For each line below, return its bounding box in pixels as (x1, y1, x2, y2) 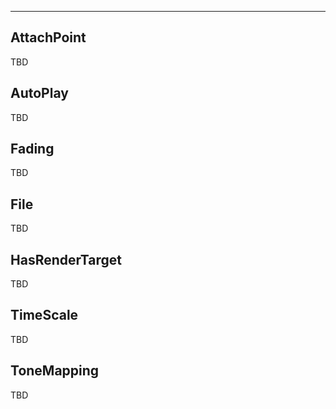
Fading (10, 141, 55, 158)
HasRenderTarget (10, 251, 123, 268)
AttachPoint (10, 29, 87, 46)
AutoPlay (10, 85, 69, 102)
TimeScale (10, 307, 79, 324)
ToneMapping (10, 362, 100, 380)
